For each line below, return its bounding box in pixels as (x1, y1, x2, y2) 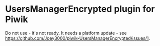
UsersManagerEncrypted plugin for (5, 3, 155, 15)
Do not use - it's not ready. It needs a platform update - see (5, 30, 127, 36)
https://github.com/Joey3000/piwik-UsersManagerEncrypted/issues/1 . (5, 35, 150, 41)
